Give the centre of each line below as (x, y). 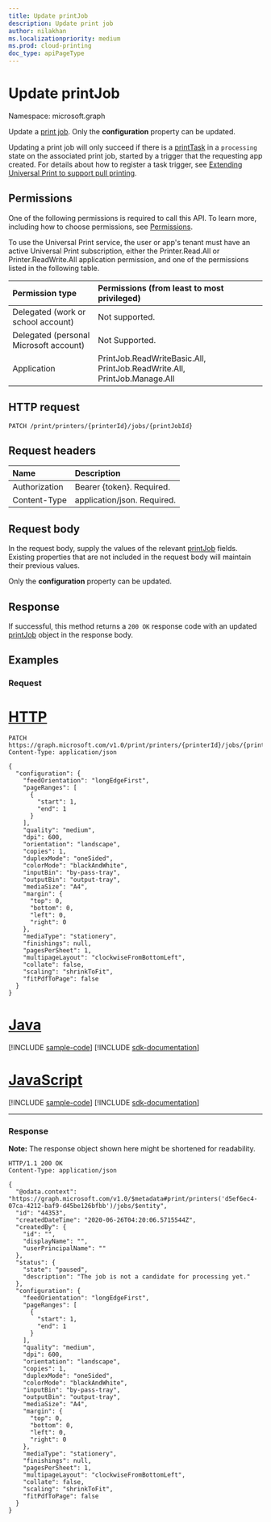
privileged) (119, 298)
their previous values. (44, 566)
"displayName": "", (56, 1242)
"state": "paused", (56, 1270)
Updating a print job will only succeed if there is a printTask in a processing (133, 147)
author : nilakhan (38, 31)
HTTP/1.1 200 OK (35, 1164)
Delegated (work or (49, 312)
